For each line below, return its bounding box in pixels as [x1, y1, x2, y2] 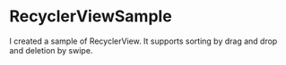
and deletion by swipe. [9, 45, 93, 55]
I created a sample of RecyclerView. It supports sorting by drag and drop [9, 36, 278, 46]
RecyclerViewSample [9, 6, 172, 27]
